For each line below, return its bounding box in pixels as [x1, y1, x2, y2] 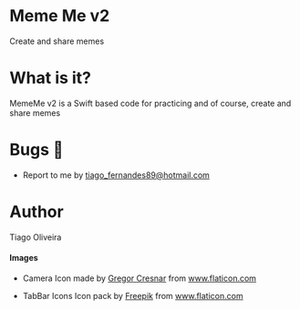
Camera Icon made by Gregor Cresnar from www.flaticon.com [22, 273, 257, 284]
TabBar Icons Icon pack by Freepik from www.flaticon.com [22, 290, 243, 301]
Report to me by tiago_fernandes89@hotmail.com [22, 170, 210, 181]
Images [9, 253, 38, 263]
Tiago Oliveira [9, 232, 62, 243]
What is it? [9, 67, 92, 88]
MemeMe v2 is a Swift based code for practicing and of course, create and [9, 98, 292, 108]
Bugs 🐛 [9, 139, 64, 160]
